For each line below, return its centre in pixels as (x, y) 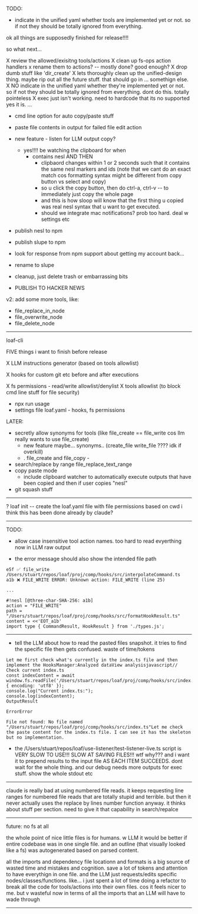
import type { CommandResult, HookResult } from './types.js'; (85, 626)
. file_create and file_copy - (56, 458)
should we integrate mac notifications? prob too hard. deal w (115, 213)
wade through (23, 899)
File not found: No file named (44, 722)
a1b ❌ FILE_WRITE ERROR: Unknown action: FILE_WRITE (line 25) (86, 580)
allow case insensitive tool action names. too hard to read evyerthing (98, 541)
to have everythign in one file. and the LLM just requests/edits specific (92, 874)
